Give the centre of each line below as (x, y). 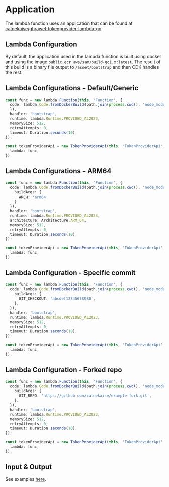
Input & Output (28, 467)
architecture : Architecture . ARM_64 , (48, 220)
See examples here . (26, 479)
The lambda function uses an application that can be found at (69, 23)
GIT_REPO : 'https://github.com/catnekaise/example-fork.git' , (85, 396)
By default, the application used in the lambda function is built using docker (83, 56)
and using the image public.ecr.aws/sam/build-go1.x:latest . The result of (83, 62)
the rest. (14, 72)
